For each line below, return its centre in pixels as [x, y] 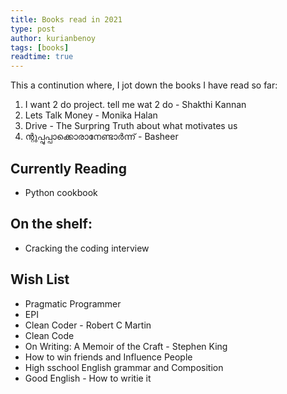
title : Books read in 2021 [66, 19]
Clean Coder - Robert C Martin [88, 325]
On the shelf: [51, 224]
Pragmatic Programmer [73, 303]
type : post [33, 29]
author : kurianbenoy [53, 38]
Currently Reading [68, 168]
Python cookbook [61, 192]
